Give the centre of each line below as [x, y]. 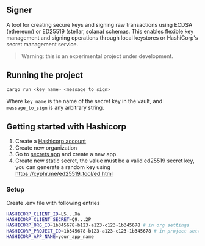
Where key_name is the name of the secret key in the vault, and [85, 101]
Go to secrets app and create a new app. [66, 154]
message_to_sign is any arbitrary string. [55, 107]
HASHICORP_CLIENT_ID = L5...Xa [43, 214]
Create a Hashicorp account [51, 141]
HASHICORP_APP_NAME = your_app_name [50, 237]
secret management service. [42, 44]
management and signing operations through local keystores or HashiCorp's [102, 38]
